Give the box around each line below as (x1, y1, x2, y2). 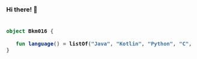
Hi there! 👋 (6, 5, 38, 14)
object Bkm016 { (6, 28, 54, 35)
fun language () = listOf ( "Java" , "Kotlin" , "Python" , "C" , (16, 40, 192, 47)
